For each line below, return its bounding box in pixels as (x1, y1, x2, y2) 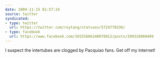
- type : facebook (5, 29, 40, 34)
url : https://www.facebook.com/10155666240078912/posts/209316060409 (9, 34, 154, 39)
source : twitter (5, 12, 38, 16)
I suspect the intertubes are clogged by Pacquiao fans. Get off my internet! (5, 47, 155, 53)
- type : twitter (5, 20, 38, 26)
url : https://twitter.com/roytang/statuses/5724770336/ (9, 25, 125, 30)
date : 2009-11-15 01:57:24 (5, 7, 60, 12)
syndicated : (5, 16, 29, 21)
